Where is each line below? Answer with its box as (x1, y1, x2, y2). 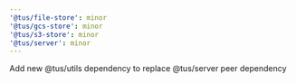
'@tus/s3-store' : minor (9, 30, 100, 39)
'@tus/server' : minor (9, 38, 91, 48)
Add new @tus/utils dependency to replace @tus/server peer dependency (9, 63, 287, 74)
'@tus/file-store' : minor (9, 13, 107, 23)
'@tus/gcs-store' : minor (9, 22, 103, 31)
